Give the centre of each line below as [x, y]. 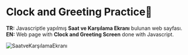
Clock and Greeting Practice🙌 [79, 12]
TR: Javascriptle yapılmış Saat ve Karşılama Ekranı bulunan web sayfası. [94, 28]
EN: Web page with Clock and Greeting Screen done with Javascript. [90, 34]
